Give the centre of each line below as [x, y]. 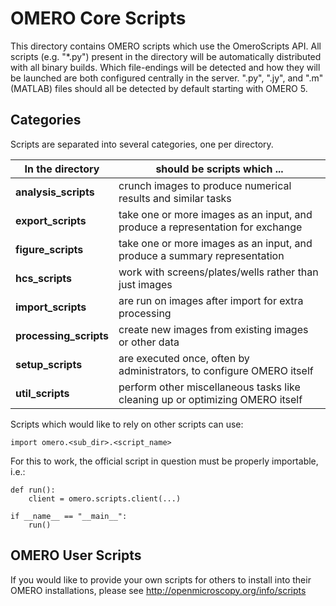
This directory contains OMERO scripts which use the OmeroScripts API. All [166, 46]
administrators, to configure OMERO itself [216, 370]
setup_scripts [49, 364]
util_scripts [42, 393]
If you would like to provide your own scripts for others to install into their [161, 579]
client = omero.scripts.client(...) [105, 498]
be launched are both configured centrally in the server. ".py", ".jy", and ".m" [167, 78]
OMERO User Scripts [76, 555]
